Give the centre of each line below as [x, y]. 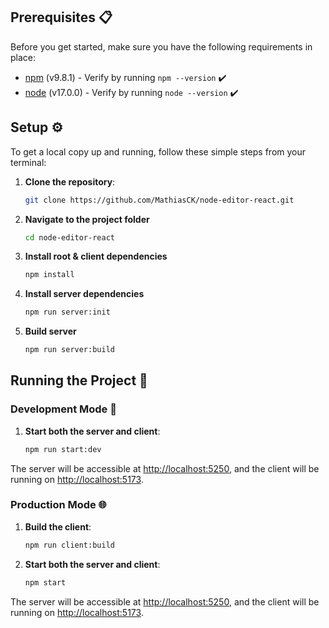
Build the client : [58, 526]
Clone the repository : [70, 181]
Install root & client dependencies [96, 256]
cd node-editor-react [69, 237]
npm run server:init [67, 312]
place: [23, 57]
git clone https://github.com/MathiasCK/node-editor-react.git [159, 200]
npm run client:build [69, 545]
